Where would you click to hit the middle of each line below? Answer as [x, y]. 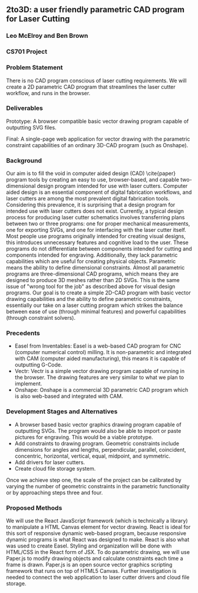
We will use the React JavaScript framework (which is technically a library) [97, 521]
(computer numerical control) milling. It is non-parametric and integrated [103, 352]
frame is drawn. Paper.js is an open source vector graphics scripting [89, 565]
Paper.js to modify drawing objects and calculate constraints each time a [95, 559]
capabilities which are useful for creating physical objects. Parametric [91, 261]
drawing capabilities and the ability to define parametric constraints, [89, 299]
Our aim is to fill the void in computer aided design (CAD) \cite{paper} [91, 173]
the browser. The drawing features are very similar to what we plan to [99, 377]
